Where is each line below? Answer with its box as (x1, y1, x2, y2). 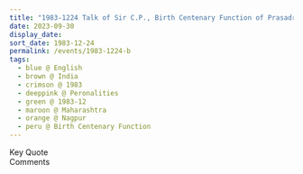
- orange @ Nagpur (17, 114, 87, 123)
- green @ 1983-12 (17, 96, 87, 106)
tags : (9, 55, 30, 64)
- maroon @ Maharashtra (17, 105, 106, 114)
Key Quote (9, 147, 49, 158)
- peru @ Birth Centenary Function (17, 123, 151, 132)
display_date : (9, 30, 63, 39)
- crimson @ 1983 (17, 80, 83, 89)
